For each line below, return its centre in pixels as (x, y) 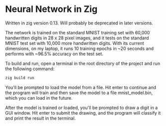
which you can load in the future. (39, 98)
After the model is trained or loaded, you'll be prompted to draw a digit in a (82, 108)
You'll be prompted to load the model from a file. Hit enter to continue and (81, 87)
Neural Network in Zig (51, 9)
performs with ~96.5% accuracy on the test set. (54, 54)
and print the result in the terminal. (41, 118)
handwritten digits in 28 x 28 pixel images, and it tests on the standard (77, 38)
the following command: (30, 69)
